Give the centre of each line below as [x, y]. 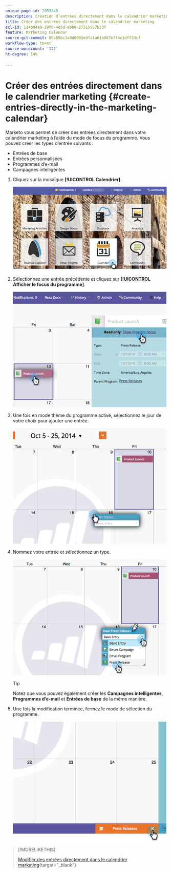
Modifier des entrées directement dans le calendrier [73, 859]
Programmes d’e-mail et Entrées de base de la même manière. [80, 699]
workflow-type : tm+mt [28, 44]
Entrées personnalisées [37, 159]
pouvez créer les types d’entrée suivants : [49, 143]
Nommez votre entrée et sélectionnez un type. [62, 552]
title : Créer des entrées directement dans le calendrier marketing [80, 22]
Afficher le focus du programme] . [49, 284]
